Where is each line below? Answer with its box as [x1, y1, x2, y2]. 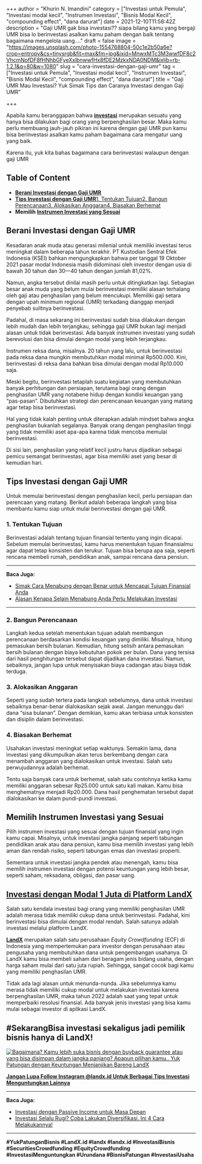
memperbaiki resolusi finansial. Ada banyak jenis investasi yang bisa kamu [6, 999, 191, 1006]
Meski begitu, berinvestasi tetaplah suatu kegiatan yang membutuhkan [6, 378, 182, 385]
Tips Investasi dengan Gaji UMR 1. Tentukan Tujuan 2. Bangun [14, 195, 168, 203]
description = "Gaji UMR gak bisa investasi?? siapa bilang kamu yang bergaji [6, 24, 195, 31]
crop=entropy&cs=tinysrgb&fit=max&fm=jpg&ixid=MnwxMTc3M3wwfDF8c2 [6, 50, 196, 57]
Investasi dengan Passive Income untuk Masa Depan [14, 1109, 146, 1116]
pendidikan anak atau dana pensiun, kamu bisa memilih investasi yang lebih [6, 841, 194, 848]
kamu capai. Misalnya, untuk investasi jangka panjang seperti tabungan [6, 834, 183, 842]
